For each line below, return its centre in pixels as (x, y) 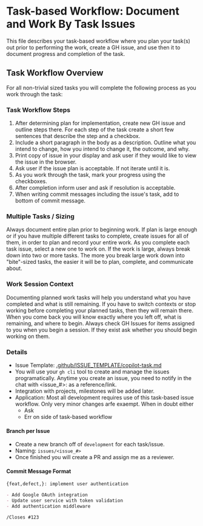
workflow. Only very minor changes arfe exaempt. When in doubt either (104, 404)
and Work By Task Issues (71, 24)
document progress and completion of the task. (66, 54)
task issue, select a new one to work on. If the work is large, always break (98, 249)
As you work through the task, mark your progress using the (90, 175)
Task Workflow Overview (55, 73)
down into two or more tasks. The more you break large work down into (95, 255)
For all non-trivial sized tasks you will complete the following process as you (101, 88)
